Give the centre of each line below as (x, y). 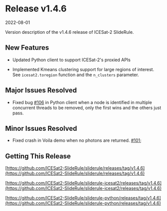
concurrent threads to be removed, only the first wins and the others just (87, 107)
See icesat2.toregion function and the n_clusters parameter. (76, 75)
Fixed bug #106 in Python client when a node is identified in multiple (82, 102)
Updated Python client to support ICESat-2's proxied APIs (71, 60)
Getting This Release (38, 156)
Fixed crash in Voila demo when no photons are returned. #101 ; (77, 140)
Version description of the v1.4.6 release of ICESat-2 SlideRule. (70, 32)
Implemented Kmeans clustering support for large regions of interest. (83, 69)
